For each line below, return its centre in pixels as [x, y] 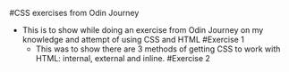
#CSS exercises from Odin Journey [74, 13]
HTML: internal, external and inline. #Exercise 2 [123, 58]
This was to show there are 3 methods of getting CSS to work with [158, 49]
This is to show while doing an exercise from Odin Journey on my [143, 30]
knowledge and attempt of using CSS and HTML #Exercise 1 [133, 40]
